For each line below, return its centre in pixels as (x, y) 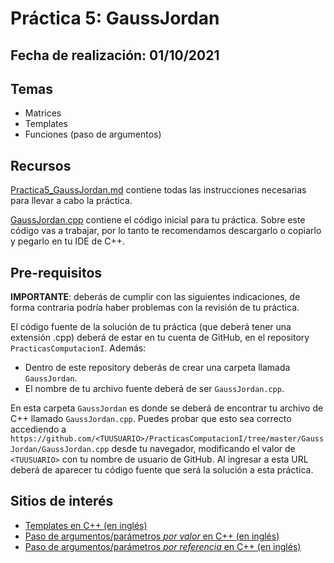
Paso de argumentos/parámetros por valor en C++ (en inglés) (152, 536)
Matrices (43, 113)
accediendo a (38, 429)
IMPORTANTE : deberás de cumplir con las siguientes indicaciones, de (155, 297)
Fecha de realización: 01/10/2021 (115, 55)
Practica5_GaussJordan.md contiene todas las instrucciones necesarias (158, 190)
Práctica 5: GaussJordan (115, 18)
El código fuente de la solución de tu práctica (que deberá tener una (151, 327)
